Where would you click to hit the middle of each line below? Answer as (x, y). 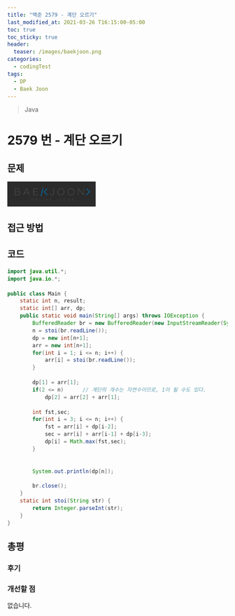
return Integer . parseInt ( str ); (78, 508)
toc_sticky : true (33, 37)
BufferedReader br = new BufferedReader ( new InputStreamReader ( (128, 323)
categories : (24, 60)
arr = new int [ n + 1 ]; (62, 345)
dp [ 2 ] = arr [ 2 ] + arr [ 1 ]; (82, 397)
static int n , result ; (53, 301)
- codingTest (33, 67)
